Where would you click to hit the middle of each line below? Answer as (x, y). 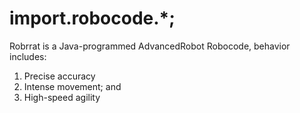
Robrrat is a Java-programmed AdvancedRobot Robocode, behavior (150, 46)
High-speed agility (62, 97)
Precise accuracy (59, 76)
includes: (28, 56)
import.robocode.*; (92, 18)
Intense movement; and (72, 86)
